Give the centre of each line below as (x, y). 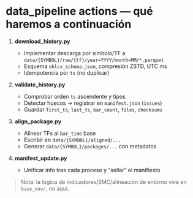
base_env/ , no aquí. (45, 188)
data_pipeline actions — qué (80, 11)
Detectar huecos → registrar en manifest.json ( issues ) (93, 103)
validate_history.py (40, 85)
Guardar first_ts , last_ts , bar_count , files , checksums (93, 109)
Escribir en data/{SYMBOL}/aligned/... (72, 140)
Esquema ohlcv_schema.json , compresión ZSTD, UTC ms (96, 66)
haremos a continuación (69, 24)
